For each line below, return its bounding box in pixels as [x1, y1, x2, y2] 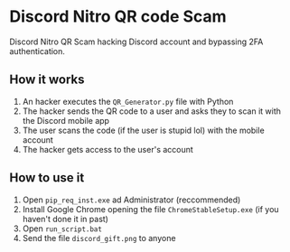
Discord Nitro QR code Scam [9, 6, 228, 27]
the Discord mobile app [22, 115, 110, 126]
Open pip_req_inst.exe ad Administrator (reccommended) [22, 194, 241, 205]
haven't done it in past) [22, 213, 108, 224]
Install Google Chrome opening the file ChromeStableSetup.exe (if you [22, 203, 279, 214]
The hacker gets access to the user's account [22, 144, 194, 154]
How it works [9, 72, 85, 88]
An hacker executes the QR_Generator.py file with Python [22, 96, 234, 107]
